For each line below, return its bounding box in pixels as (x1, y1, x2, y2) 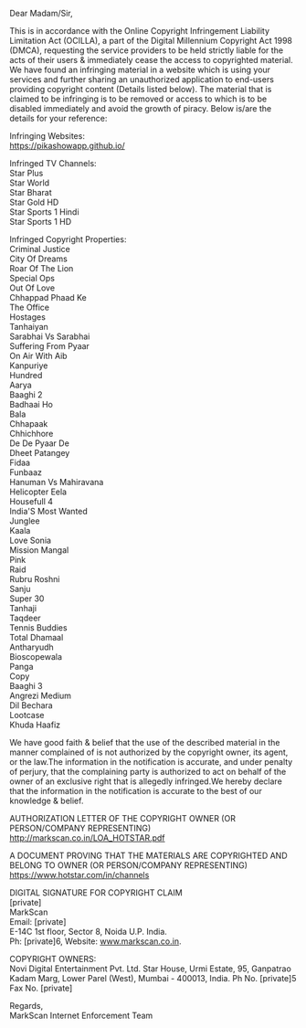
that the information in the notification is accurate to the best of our (9, 786, 262, 796)
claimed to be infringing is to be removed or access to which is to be (9, 93, 268, 104)
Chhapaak (9, 419, 48, 429)
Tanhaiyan (9, 322, 48, 332)
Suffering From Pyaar (9, 341, 90, 351)
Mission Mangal (9, 545, 69, 556)
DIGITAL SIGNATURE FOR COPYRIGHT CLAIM (9, 887, 183, 898)
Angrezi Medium (9, 690, 71, 701)
